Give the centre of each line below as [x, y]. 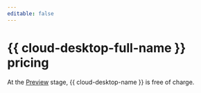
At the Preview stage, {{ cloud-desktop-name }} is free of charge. [101, 82]
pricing [28, 62]
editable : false [30, 14]
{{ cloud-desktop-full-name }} [97, 48]
